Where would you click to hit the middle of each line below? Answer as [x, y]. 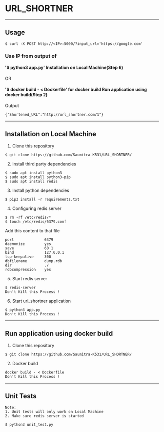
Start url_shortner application [41, 301]
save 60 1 [29, 248]
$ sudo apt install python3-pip [38, 177]
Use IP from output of [31, 56]
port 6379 [29, 240]
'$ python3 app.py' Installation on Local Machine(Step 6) [64, 68]
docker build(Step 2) [26, 95]
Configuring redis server [37, 208]
